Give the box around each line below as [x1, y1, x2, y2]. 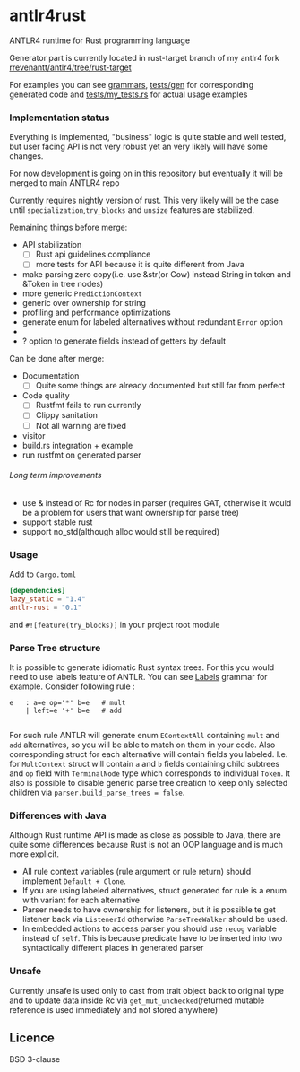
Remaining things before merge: [9, 222, 128, 233]
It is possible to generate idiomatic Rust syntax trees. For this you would [9, 662, 275, 673]
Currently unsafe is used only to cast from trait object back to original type [9, 985, 285, 996]
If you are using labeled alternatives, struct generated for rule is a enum [21, 885, 287, 896]
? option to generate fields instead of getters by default [21, 336, 227, 346]
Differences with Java [9, 809, 107, 822]
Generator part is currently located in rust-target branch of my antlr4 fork [9, 52, 279, 63]
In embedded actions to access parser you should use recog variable [21, 923, 278, 934]
